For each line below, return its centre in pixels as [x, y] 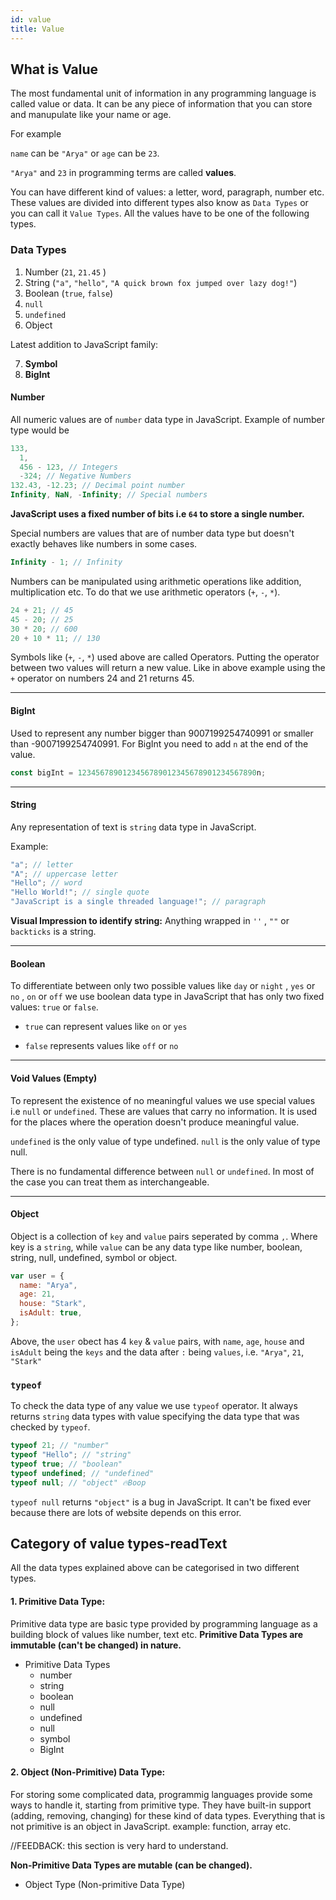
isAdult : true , [51, 1313]
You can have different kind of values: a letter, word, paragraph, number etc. [167, 192]
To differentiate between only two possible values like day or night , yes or [163, 986]
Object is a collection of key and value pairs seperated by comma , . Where [164, 1236]
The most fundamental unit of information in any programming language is [163, 93]
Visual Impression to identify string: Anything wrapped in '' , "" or [150, 921]
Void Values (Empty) [54, 1078]
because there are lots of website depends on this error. [126, 1512]
